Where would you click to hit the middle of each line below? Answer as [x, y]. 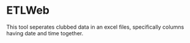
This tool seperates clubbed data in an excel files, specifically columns [95, 27]
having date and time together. [45, 33]
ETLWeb [28, 10]
